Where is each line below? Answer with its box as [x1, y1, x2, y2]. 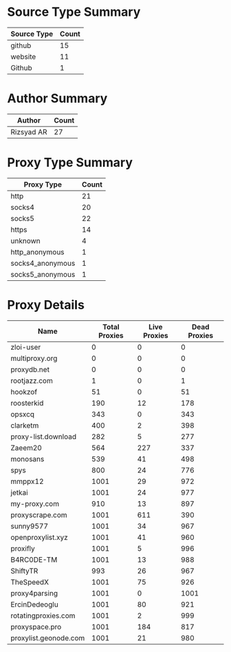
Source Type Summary [7, 4, 141, 20]
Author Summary [7, 91, 108, 107]
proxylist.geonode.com [10, 633, 85, 642]
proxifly [10, 543, 36, 553]
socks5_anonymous [10, 269, 76, 279]
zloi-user [10, 342, 41, 352]
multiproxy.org [10, 353, 58, 363]
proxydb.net [10, 364, 50, 374]
